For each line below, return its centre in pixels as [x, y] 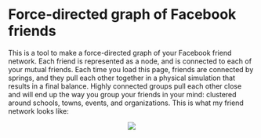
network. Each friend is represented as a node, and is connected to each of [130, 61]
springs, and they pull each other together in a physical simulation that [122, 78]
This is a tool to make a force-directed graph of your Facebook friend [120, 53]
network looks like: [38, 111]
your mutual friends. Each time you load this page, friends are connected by [131, 69]
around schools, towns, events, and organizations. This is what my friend [126, 103]
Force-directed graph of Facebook [122, 15]
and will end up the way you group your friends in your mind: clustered [122, 94]
